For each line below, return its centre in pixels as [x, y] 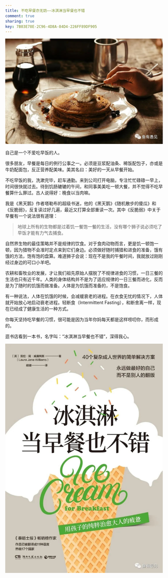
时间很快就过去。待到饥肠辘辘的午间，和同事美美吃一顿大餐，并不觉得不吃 [82, 186]
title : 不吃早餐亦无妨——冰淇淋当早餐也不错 [45, 11]
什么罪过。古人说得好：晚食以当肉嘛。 [53, 193]
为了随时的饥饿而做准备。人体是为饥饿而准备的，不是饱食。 [71, 285]
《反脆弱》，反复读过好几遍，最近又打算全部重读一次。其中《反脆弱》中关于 [83, 209]
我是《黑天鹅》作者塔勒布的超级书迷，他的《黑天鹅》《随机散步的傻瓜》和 [81, 203]
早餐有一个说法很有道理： [31, 216]
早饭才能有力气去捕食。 [41, 233]
